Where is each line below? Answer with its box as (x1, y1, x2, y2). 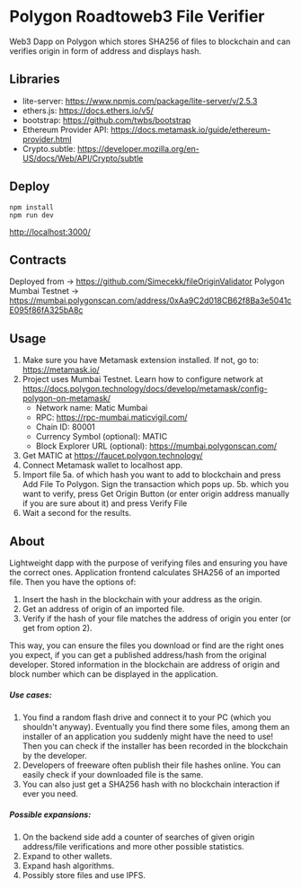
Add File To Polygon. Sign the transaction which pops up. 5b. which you (22, 479, 289, 490)
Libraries (9, 72, 60, 87)
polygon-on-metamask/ (22, 393, 111, 404)
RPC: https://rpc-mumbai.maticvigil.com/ (35, 412, 188, 423)
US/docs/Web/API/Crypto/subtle (22, 153, 144, 164)
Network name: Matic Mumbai (35, 403, 148, 413)
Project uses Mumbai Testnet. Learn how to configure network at (22, 374, 263, 385)
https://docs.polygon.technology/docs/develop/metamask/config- (22, 384, 268, 395)
